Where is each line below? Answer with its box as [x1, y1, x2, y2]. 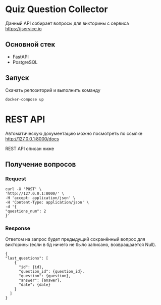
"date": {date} [18, 282, 51, 287]
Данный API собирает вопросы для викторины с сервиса [5, 20, 129, 26]
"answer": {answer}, [18, 278, 62, 283]
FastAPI [12, 54, 29, 60]
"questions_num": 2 [5, 209, 46, 214]
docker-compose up [5, 97, 44, 102]
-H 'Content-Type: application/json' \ [5, 200, 89, 205]
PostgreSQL [12, 59, 38, 65]
